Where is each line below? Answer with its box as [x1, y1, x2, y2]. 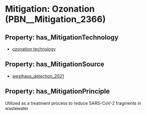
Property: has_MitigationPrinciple [5, 87, 110, 96]
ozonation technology [12, 46, 56, 52]
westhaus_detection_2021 [12, 73, 64, 79]
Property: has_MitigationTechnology [5, 33, 119, 41]
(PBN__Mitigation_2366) [5, 14, 106, 25]
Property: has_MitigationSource [5, 60, 105, 69]
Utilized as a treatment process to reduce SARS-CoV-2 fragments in [5, 100, 142, 106]
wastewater [5, 105, 29, 111]
